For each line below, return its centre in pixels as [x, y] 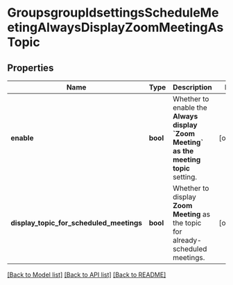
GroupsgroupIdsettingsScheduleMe [113, 13]
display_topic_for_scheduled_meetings [76, 223]
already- [187, 240]
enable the [190, 107]
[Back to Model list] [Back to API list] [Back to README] [87, 275]
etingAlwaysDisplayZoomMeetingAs [115, 27]
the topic [187, 223]
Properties [31, 68]
